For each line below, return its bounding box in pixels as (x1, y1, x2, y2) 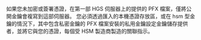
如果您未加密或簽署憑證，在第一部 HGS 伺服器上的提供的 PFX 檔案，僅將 (6, 5, 187, 12)
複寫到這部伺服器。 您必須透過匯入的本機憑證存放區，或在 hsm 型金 (26, 13, 196, 20)
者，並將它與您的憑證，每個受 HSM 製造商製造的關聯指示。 (6, 27, 153, 35)
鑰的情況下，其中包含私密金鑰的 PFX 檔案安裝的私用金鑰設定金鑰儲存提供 (6, 20, 188, 27)
